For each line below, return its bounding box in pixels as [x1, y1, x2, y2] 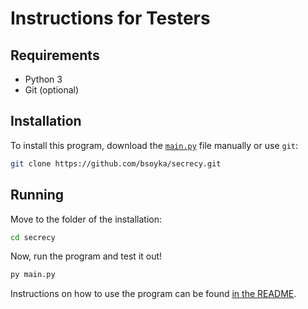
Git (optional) [24, 84, 80, 96]
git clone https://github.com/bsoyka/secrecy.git [10, 158, 222, 169]
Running [10, 187, 65, 204]
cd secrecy [10, 232, 56, 242]
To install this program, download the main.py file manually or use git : [10, 139, 299, 151]
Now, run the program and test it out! [10, 250, 163, 262]
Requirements [10, 47, 100, 64]
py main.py [10, 270, 56, 280]
